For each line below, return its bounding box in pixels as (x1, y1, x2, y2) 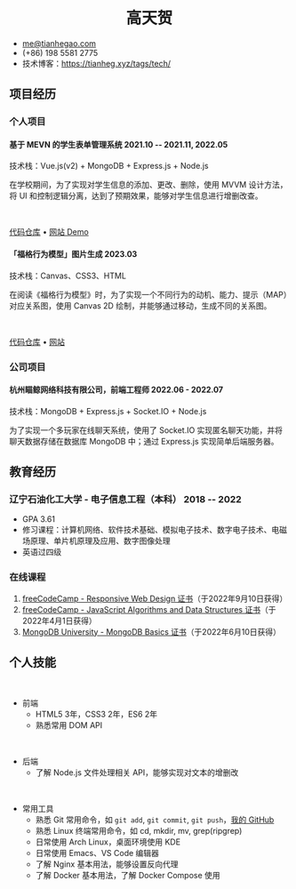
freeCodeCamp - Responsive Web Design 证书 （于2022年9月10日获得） (21, 593, 288, 604)
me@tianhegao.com (21, 37, 96, 49)
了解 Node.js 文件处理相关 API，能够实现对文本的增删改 (35, 766, 239, 778)
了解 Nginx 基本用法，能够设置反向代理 (35, 859, 179, 869)
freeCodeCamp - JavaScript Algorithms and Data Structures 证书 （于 (21, 604, 276, 614)
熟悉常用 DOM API (35, 719, 103, 730)
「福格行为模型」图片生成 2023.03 (9, 249, 138, 260)
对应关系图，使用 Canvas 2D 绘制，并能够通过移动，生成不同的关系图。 (9, 300, 272, 311)
